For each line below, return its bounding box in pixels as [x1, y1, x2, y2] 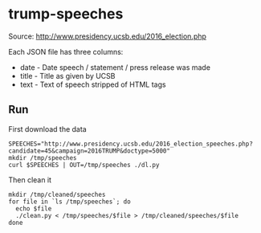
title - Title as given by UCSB [19, 71, 116, 80]
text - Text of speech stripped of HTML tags [19, 80, 166, 89]
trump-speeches [8, 5, 124, 23]
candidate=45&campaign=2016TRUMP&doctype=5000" [8, 146, 171, 155]
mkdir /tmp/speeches [8, 153, 78, 161]
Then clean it [8, 174, 52, 185]
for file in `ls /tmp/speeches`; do [8, 198, 131, 206]
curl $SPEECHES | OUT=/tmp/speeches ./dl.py [8, 161, 160, 169]
